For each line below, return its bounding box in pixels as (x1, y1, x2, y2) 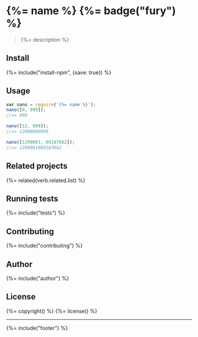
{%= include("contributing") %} (6, 242, 83, 249)
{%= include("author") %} (6, 275, 70, 282)
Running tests (6, 193, 59, 204)
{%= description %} (20, 36, 70, 43)
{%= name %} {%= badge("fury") (6, 4, 176, 18)
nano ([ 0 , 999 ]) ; (6, 107, 46, 113)
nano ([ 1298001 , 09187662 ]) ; (6, 139, 75, 145)
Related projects (6, 161, 68, 171)
